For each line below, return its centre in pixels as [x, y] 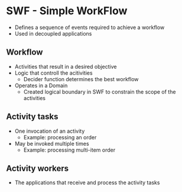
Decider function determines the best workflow [81, 79]
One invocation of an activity [50, 131]
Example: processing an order [60, 137]
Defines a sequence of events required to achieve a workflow [90, 27]
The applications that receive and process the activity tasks [87, 183]
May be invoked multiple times [52, 143]
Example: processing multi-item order [69, 150]
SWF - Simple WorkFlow [67, 11]
